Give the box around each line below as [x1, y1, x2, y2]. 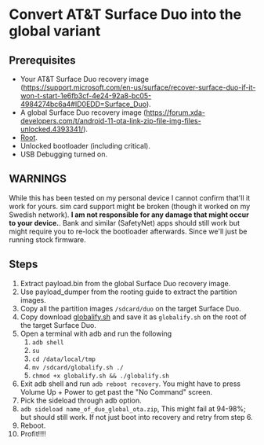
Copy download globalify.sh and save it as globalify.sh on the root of [20, 312, 247, 322]
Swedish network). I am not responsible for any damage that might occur [9, 210, 249, 219]
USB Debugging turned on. [20, 149, 108, 159]
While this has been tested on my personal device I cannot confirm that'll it [9, 193, 251, 202]
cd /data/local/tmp [31, 355, 96, 363]
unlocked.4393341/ [20, 124, 84, 134]
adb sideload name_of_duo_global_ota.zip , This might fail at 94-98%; [20, 403, 246, 414]
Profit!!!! [20, 428, 46, 438]
